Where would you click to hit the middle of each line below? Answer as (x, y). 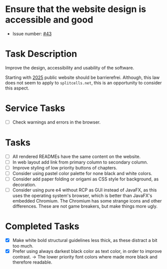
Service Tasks (35, 108)
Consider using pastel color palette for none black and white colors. (82, 173)
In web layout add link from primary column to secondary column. (80, 162)
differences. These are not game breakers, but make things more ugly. (85, 206)
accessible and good (49, 20)
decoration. (24, 185)
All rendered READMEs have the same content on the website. (76, 156)
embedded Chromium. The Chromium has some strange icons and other (87, 201)
